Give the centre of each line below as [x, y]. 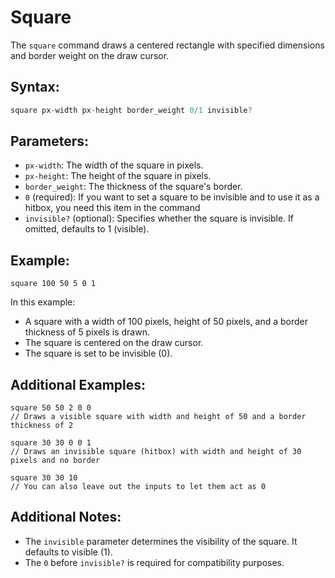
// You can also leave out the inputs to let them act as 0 [138, 487]
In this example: [43, 302]
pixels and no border [55, 461]
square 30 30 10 [44, 478]
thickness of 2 [42, 426]
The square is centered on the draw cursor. [114, 343]
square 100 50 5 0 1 [53, 284]
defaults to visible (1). [68, 552]
